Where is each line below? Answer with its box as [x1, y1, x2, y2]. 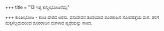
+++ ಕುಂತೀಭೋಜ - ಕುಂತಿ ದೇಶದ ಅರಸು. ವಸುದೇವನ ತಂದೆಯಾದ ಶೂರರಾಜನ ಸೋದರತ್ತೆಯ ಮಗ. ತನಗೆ [5, 14, 159, 20]
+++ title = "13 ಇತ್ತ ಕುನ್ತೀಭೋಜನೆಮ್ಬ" [5, 4, 70, 10]
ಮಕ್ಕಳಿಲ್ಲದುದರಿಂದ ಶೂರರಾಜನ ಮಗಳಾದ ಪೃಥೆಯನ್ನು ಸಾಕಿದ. [5, 20, 92, 25]
